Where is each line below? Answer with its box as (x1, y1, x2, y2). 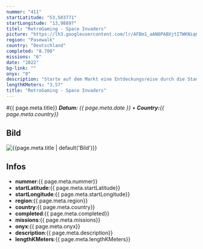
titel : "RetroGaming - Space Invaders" (6, 25, 107, 32)
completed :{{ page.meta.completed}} (14, 210, 110, 217)
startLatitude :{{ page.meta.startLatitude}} (14, 184, 121, 191)
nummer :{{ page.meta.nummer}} (14, 178, 98, 185)
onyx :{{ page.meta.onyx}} (14, 222, 80, 230)
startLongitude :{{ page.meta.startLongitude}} (14, 190, 130, 198)
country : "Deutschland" (6, 43, 66, 49)
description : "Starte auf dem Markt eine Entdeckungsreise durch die (6, 76, 185, 82)
